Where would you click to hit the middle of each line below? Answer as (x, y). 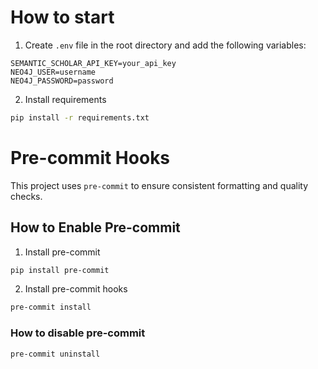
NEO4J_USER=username (53, 72)
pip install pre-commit (60, 270)
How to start (62, 17)
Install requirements (65, 99)
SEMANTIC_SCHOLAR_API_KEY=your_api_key (93, 63)
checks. (26, 196)
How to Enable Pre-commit (95, 227)
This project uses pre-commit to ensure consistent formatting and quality (159, 185)
